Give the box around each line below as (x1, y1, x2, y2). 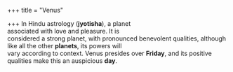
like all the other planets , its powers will (7, 42, 122, 50)
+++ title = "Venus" (7, 6, 64, 14)
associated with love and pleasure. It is (7, 27, 120, 35)
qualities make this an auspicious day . (7, 57, 118, 65)
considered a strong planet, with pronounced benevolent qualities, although (7, 34, 227, 43)
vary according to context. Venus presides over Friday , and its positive (7, 49, 212, 57)
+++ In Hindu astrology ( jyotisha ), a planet (7, 20, 131, 27)
